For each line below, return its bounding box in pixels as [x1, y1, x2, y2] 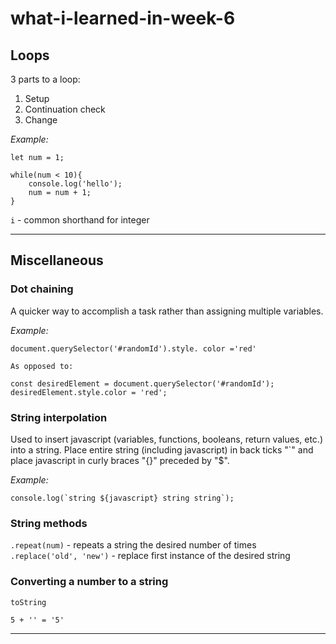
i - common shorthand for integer [10, 214, 150, 226]
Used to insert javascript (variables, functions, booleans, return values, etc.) [10, 433, 323, 445]
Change [24, 114, 58, 126]
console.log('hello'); [28, 179, 123, 189]
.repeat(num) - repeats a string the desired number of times [10, 539, 257, 551]
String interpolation [10, 410, 108, 424]
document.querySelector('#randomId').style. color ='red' [10, 343, 257, 354]
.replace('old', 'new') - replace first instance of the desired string [10, 550, 291, 562]
